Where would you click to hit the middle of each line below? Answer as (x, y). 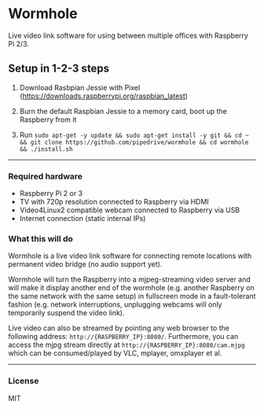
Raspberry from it (48, 120)
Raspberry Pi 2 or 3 (51, 193)
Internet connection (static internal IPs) (82, 219)
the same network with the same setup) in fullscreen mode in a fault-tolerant (132, 297)
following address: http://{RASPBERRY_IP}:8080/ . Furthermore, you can (123, 337)
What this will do (40, 238)
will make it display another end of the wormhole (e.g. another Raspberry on (131, 288)
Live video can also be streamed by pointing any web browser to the (119, 328)
